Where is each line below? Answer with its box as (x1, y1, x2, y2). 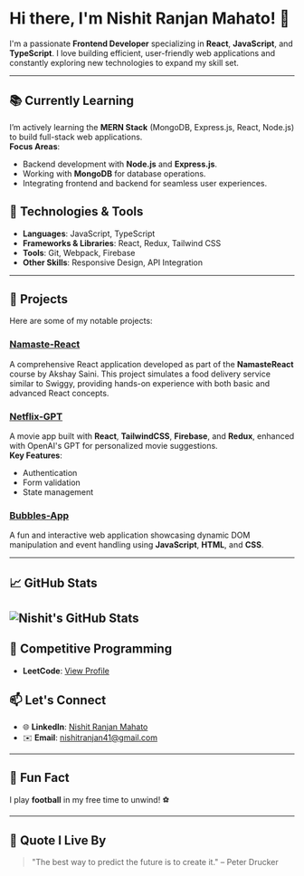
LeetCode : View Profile (22, 665, 110, 676)
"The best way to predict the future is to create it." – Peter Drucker (31, 857, 279, 868)
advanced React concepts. (9, 387, 109, 398)
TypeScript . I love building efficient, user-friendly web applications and (9, 47, 276, 58)
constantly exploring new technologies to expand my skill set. (9, 57, 240, 68)
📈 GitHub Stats (9, 575, 98, 591)
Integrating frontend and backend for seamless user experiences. (22, 177, 268, 188)
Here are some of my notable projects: (9, 316, 153, 327)
